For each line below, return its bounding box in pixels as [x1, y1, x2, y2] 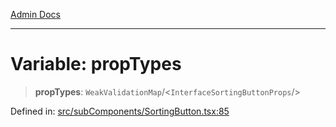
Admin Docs [10, 9, 61, 20]
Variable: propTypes [10, 53, 182, 76]
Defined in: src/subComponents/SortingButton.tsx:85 [10, 105, 230, 117]
